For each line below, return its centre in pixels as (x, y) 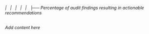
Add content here (23, 28)
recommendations (23, 12)
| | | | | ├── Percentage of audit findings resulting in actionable (74, 8)
